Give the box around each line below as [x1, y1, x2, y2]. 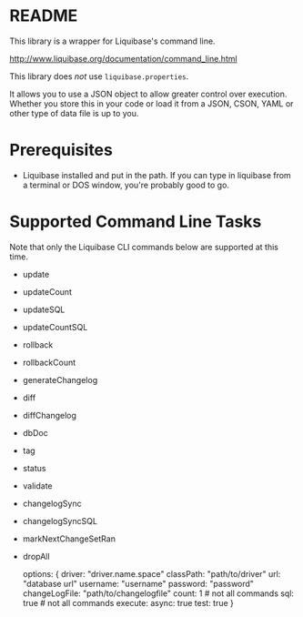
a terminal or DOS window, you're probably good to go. [22, 179, 230, 190]
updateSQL [22, 304, 66, 315]
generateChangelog [22, 374, 98, 385]
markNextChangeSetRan [22, 533, 116, 544]
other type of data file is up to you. [9, 107, 139, 118]
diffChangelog [22, 410, 77, 420]
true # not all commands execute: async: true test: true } [22, 597, 235, 608]
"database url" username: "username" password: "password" [22, 578, 255, 589]
